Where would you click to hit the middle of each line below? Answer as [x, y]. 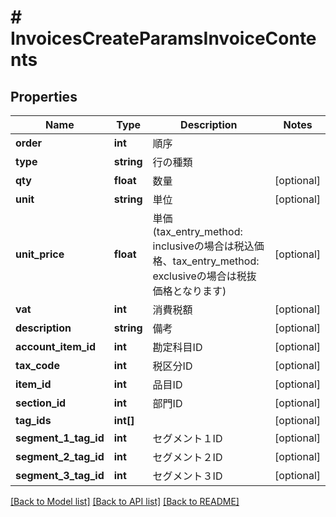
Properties [44, 96]
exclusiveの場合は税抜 [204, 276]
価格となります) [189, 291]
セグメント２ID [187, 457]
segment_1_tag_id [60, 438]
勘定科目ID [177, 347]
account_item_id [56, 346]
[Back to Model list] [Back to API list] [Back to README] [125, 501]
